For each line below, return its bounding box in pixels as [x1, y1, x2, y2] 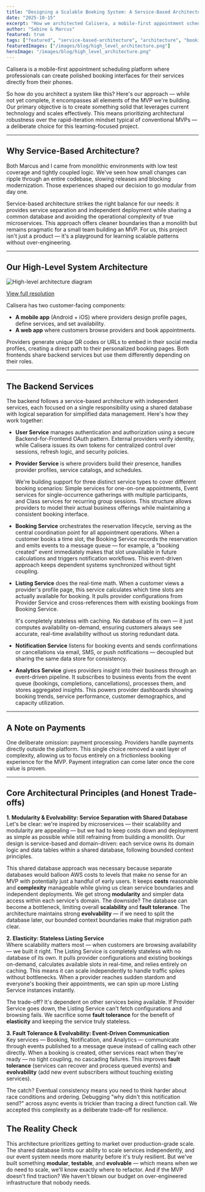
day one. [6, 188, 29, 195]
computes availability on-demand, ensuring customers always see [15, 624, 182, 631]
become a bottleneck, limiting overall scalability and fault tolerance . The [6, 903, 190, 910]
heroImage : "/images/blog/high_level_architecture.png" [6, 49, 151, 55]
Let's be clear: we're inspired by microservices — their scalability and [6, 820, 182, 827]
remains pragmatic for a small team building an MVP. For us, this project [6, 226, 187, 233]
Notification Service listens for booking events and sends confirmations [15, 642, 198, 649]
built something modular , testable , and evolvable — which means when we [6, 1159, 198, 1166]
